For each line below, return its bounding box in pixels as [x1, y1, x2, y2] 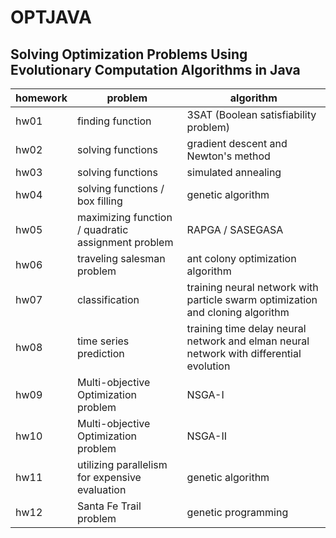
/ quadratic [76, 223, 129, 236]
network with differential [186, 347, 302, 360]
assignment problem [76, 236, 174, 249]
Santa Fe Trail [76, 499, 142, 513]
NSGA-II [186, 429, 227, 443]
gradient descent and [186, 137, 288, 150]
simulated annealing [186, 166, 282, 179]
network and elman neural [186, 334, 310, 348]
